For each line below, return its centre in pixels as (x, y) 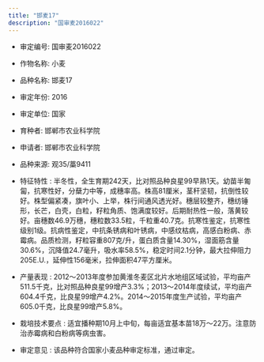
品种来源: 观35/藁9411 (55, 164)
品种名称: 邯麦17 (46, 80)
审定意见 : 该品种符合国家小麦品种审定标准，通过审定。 (109, 349)
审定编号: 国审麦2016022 (60, 46)
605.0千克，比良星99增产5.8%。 (73, 306)
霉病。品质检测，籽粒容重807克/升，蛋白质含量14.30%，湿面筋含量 (129, 240)
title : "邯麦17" (34, 15)
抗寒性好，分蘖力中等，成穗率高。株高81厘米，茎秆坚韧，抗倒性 (138, 190)
